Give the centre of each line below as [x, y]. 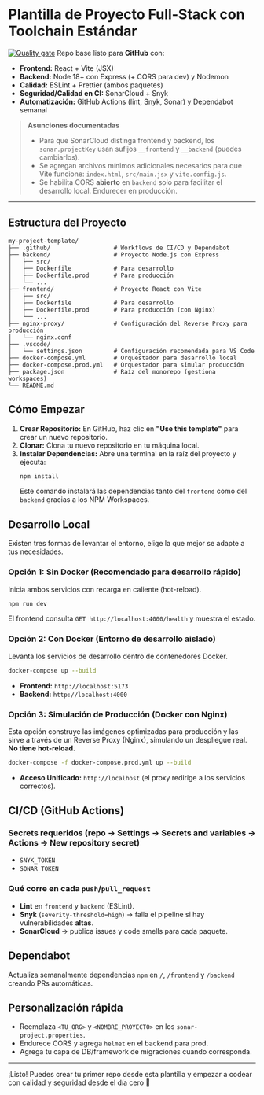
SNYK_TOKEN [37, 861]
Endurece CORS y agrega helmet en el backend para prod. [114, 1043]
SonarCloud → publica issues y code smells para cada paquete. [123, 931]
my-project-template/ [44, 241]
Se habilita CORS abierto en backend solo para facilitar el [130, 182]
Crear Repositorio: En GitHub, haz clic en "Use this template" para [129, 428]
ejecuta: [33, 462]
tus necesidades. [36, 551]
